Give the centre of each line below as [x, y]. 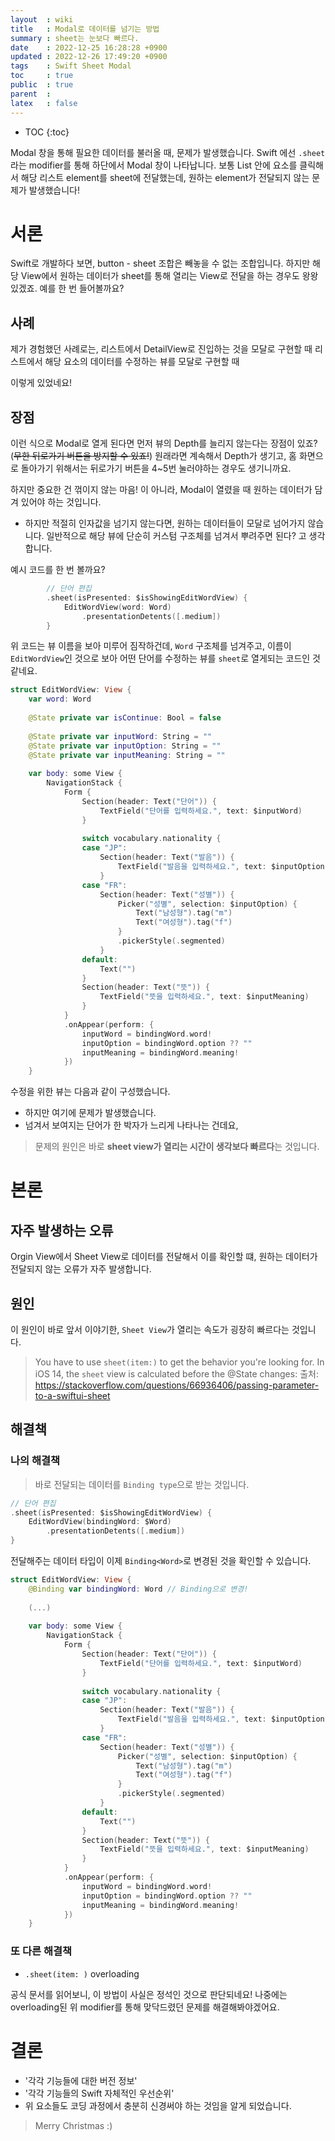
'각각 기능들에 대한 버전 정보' [81, 2080]
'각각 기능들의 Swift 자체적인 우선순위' [99, 2093]
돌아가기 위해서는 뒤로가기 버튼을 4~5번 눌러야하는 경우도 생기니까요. [156, 468]
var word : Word [60, 699]
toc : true [42, 76]
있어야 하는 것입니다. [61, 502]
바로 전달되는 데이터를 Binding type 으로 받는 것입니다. [142, 1484]
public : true [42, 85]
